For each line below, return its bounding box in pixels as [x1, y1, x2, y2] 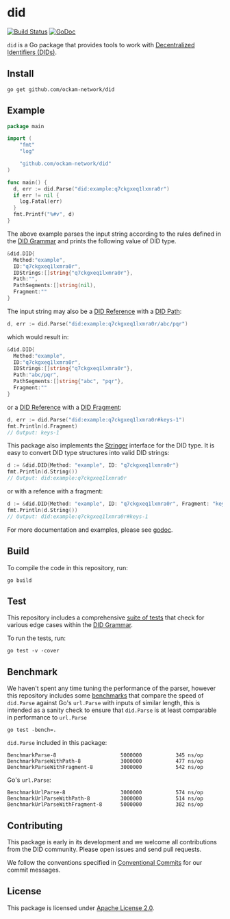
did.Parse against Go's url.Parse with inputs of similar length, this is [7, 699, 201, 707]
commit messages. [7, 866, 61, 874]
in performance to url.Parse [7, 713, 88, 722]
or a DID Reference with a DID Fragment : [7, 403, 122, 411]
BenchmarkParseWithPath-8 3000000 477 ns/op [7, 758, 204, 765]
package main [7, 123, 44, 130]
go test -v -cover [7, 648, 60, 654]
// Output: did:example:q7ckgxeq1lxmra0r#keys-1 [7, 513, 149, 520]
